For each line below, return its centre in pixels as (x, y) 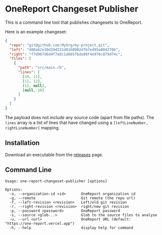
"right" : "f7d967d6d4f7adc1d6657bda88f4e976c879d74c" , (66, 54)
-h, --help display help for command (71, 228)
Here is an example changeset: (36, 31)
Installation (22, 143)
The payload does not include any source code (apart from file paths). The (80, 117)
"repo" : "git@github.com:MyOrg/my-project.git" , (59, 45)
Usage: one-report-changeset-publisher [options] (56, 181)
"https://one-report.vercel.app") (40, 223)
